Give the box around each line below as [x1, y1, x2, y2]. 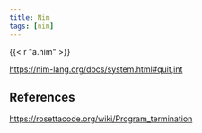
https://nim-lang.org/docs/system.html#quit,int [9, 64, 183, 75]
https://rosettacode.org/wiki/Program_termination [9, 113, 193, 124]
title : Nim [9, 13, 50, 22]
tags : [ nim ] [9, 22, 54, 31]
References [9, 89, 75, 104]
